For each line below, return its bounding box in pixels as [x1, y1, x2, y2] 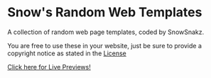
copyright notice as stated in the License [7, 49, 126, 57]
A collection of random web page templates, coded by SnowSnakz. [7, 28, 205, 36]
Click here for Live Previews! [7, 62, 91, 71]
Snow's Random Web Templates [7, 4, 202, 21]
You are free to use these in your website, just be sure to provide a [7, 41, 202, 50]
